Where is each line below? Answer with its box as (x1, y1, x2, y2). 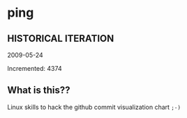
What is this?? (7, 85, 70, 96)
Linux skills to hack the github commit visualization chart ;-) (7, 103, 181, 111)
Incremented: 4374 (7, 65, 62, 72)
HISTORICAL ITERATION (7, 33, 114, 44)
